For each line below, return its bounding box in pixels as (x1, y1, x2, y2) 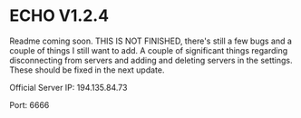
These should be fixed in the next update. (9, 64, 165, 75)
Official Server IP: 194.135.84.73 (9, 82, 128, 93)
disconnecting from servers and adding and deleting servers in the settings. (9, 54, 293, 65)
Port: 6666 (9, 99, 50, 110)
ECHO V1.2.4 (9, 5, 110, 26)
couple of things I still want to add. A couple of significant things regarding (9, 44, 288, 55)
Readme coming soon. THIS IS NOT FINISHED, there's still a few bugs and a (9, 35, 293, 46)
